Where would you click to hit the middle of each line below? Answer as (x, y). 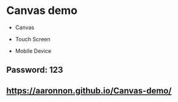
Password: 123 (35, 70)
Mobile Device (33, 51)
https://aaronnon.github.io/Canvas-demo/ (89, 91)
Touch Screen (33, 39)
